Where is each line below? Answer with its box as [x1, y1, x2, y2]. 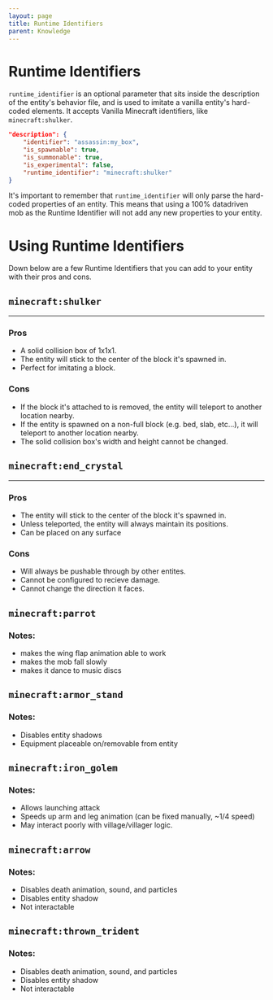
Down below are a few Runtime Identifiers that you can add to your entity [8, 264, 253, 273]
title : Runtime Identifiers [8, 20, 104, 28]
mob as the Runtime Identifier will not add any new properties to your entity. [8, 208, 262, 218]
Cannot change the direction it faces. [19, 583, 145, 594]
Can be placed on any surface [19, 527, 122, 537]
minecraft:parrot [8, 607, 96, 619]
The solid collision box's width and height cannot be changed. [19, 436, 229, 446]
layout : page [8, 11, 53, 20]
